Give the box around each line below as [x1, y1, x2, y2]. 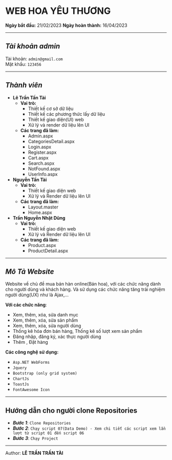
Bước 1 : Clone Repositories [12, 420, 71, 426]
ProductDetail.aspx [28, 247, 68, 254]
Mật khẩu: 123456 [5, 61, 42, 67]
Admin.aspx [28, 133, 53, 139]
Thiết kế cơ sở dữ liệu [28, 105, 74, 112]
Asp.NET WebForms [12, 360, 50, 365]
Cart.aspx [28, 154, 49, 161]
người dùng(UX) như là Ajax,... [5, 292, 69, 298]
